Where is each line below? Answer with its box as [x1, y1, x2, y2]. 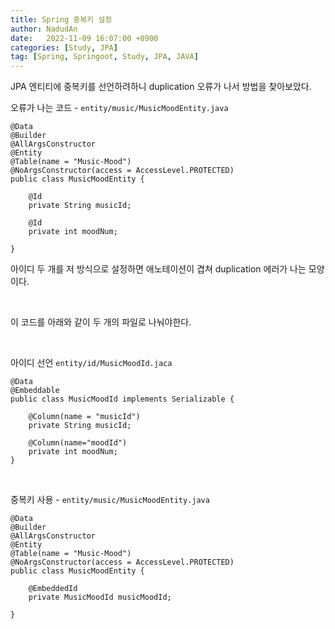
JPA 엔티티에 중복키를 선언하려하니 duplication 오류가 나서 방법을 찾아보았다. [10, 81, 312, 93]
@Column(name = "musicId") [28, 412, 141, 422]
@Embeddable [10, 386, 60, 396]
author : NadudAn [10, 24, 78, 34]
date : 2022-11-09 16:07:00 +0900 [10, 33, 159, 43]
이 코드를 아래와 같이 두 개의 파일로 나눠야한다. [10, 316, 192, 328]
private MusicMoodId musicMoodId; [28, 592, 172, 603]
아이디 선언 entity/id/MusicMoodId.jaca [10, 357, 173, 369]
